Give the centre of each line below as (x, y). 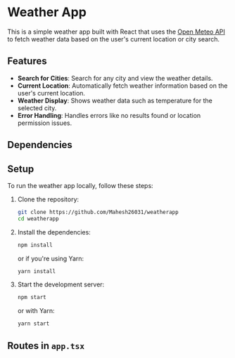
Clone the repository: (48, 199)
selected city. (37, 108)
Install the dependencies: (54, 232)
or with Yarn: (36, 311)
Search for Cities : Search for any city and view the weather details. (115, 78)
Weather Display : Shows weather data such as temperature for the (115, 100)
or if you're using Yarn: (51, 258)
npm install (35, 245)
